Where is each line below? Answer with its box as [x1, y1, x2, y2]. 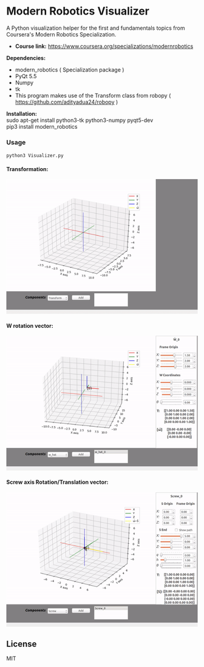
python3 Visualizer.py [6, 153, 64, 159]
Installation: [6, 110, 38, 117]
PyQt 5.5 [15, 72, 37, 80]
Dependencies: [6, 54, 46, 61]
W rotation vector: [6, 322, 53, 329]
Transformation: [6, 165, 49, 172]
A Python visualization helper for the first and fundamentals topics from [6, 24, 185, 32]
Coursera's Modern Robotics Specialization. [6, 30, 117, 38]
